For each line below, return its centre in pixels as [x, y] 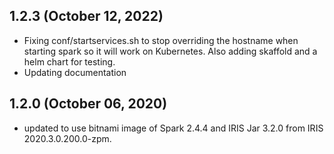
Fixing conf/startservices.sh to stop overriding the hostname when [161, 40]
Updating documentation [75, 72]
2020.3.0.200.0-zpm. [67, 138]
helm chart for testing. [69, 61]
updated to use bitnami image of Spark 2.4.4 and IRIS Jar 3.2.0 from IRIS [173, 128]
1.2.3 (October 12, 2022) [86, 16]
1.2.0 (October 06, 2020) [88, 104]
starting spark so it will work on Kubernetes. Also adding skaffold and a [170, 51]
